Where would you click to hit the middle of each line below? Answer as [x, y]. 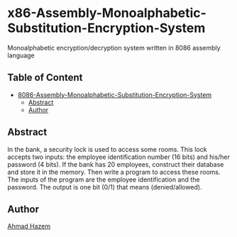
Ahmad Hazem [29, 226]
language [21, 55]
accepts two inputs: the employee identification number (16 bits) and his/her [119, 157]
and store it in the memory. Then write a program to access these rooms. [114, 172]
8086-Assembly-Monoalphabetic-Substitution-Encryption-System [115, 94]
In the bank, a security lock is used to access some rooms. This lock [107, 149]
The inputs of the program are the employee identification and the [104, 180]
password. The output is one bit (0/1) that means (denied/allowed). [105, 187]
